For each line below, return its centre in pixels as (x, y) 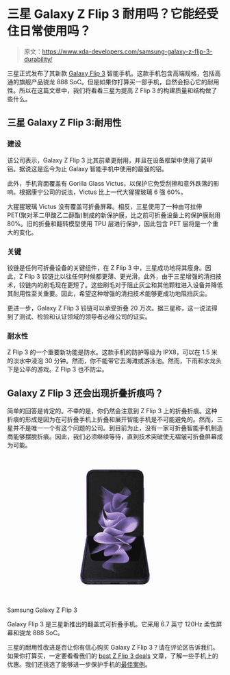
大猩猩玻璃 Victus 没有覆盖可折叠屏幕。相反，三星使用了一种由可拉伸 (105, 206)
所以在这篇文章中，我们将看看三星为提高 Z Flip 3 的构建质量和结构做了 (118, 90)
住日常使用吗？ (49, 31)
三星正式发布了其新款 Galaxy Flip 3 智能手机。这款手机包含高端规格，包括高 (114, 73)
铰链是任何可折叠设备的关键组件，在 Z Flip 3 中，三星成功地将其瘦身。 (106, 267)
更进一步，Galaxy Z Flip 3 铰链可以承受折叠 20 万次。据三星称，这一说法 (110, 308)
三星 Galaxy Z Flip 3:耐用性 (64, 123)
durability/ (38, 59)
